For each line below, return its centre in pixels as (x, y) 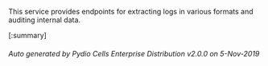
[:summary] (27, 35)
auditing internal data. (45, 20)
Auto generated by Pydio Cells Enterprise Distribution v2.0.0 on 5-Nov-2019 (134, 53)
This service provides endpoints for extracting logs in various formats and (131, 12)
